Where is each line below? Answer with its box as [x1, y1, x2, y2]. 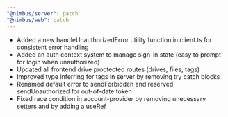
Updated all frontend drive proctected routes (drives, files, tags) [16, 65, 200, 73]
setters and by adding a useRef [16, 102, 106, 110]
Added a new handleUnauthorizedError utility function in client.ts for [16, 35, 213, 44]
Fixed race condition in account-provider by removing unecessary [16, 94, 206, 102]
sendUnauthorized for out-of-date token [16, 87, 133, 96]
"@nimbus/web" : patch [6, 17, 70, 24]
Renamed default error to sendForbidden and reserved [16, 80, 174, 88]
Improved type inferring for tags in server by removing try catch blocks [16, 72, 220, 80]
